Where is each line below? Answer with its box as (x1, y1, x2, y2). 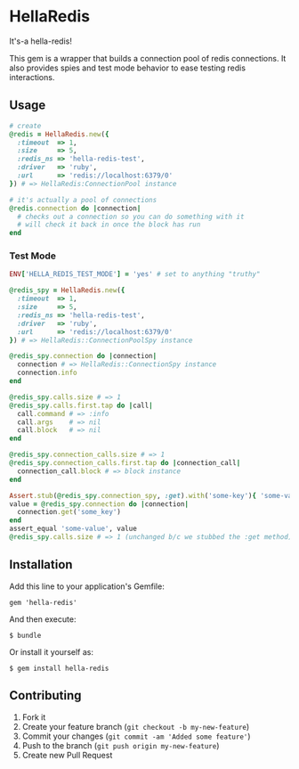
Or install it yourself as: (9, 646, 93, 657)
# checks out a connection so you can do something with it (17, 212, 245, 221)
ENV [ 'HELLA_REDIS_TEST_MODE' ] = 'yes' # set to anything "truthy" (9, 270, 261, 279)
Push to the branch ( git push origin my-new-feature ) (21, 740, 220, 750)
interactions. (9, 71, 55, 82)
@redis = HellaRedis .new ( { (9, 129, 109, 139)
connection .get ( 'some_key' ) (17, 508, 122, 517)
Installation (9, 557, 73, 572)
